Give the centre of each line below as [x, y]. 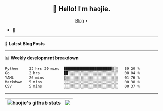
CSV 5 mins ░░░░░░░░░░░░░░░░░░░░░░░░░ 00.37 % [72, 87]
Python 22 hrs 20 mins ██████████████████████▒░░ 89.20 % [72, 69]
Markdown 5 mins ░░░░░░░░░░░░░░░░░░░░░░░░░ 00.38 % [72, 82]
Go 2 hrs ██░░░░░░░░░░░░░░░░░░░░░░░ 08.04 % [72, 73]
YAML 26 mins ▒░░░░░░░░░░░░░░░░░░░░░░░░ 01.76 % [72, 78]
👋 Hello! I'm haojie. [81, 9]
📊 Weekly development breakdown [42, 58]
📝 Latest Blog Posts [25, 43]
